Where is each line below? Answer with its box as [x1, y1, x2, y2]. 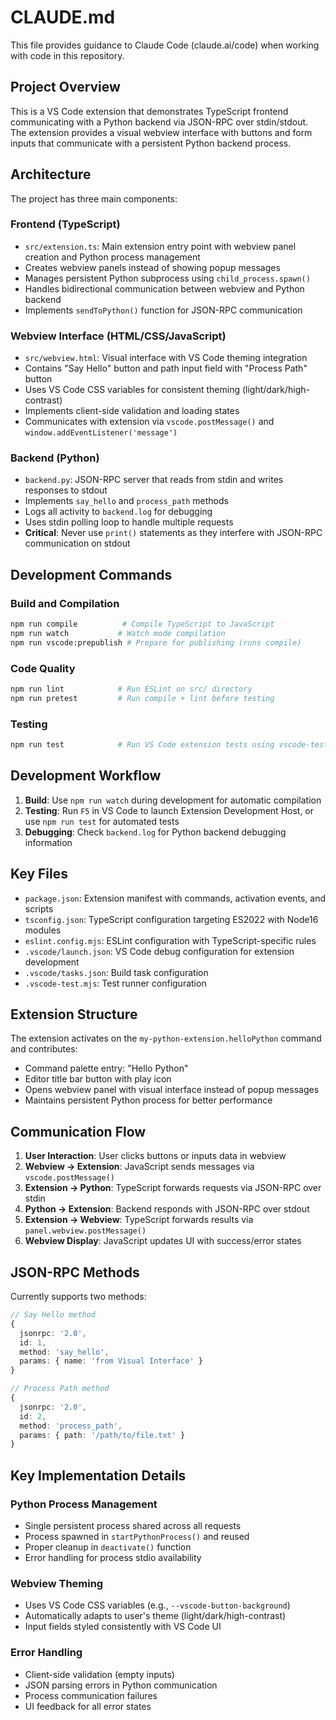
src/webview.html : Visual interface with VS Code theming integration [24, 352, 308, 364]
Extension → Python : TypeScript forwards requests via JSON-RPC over [24, 1182, 322, 1194]
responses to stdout [24, 484, 108, 496]
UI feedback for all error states [24, 1700, 152, 1712]
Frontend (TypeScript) [10, 217, 121, 231]
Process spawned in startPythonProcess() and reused [24, 1530, 250, 1542]
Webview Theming [10, 1576, 104, 1590]
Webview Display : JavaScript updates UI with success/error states [24, 1235, 302, 1247]
